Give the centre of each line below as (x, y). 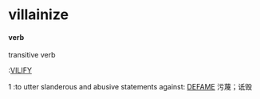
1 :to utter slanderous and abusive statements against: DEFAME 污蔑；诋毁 (130, 87)
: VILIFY (20, 70)
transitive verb (32, 55)
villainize (39, 15)
